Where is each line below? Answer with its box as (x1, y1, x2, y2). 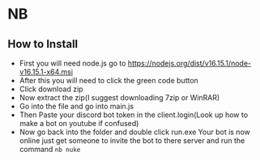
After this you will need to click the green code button (19, 76, 199, 85)
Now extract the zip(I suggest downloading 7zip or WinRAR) (19, 93, 220, 102)
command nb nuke (19, 145, 81, 154)
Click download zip (19, 84, 83, 94)
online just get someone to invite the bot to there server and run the (19, 136, 245, 145)
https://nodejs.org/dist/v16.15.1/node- (127, 58, 252, 68)
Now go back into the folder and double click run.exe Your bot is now (19, 127, 250, 137)
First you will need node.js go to (19, 58, 126, 68)
